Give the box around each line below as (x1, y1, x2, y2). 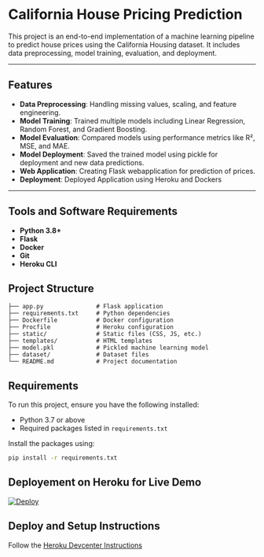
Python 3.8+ (19, 226, 61, 235)
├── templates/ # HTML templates (8, 337, 153, 345)
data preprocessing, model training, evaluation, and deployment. (8, 48, 218, 57)
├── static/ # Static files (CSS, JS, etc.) (8, 330, 202, 338)
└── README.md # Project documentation (8, 358, 178, 366)
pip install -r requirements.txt (8, 454, 118, 462)
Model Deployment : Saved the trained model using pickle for (19, 149, 218, 159)
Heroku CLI (19, 259, 57, 268)
